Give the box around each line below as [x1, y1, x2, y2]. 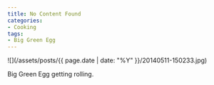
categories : [7, 17, 43, 24]
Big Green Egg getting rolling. [7, 70, 94, 79]
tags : [7, 30, 24, 38]
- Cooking [7, 23, 37, 30]
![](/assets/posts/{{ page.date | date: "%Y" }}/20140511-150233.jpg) [7, 56, 208, 64]
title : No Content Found [7, 10, 81, 18]
